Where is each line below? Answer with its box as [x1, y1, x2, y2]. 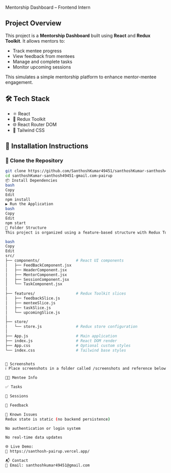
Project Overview [5, 19, 62, 27]
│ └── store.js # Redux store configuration [5, 324, 138, 329]
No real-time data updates [5, 435, 63, 440]
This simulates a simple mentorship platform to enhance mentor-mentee [5, 74, 157, 80]
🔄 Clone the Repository [5, 157, 64, 164]
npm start [5, 220, 26, 226]
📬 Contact [5, 458, 28, 463]
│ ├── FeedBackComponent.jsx [5, 263, 72, 268]
